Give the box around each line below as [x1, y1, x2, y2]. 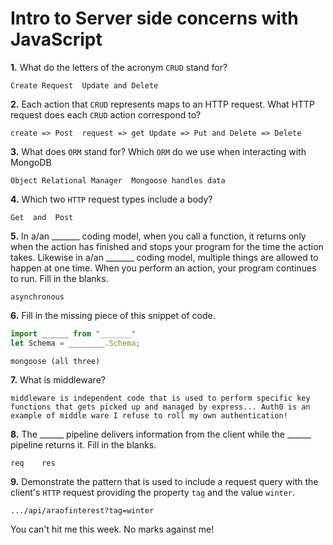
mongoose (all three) [10, 356, 101, 366]
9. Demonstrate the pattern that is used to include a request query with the [10, 475, 319, 487]
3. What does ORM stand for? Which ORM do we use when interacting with [10, 145, 307, 157]
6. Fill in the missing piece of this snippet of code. [10, 309, 216, 321]
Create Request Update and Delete [10, 80, 159, 91]
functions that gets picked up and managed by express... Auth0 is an [10, 402, 311, 412]
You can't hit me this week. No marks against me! [10, 523, 215, 535]
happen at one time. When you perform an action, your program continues [10, 262, 317, 274]
